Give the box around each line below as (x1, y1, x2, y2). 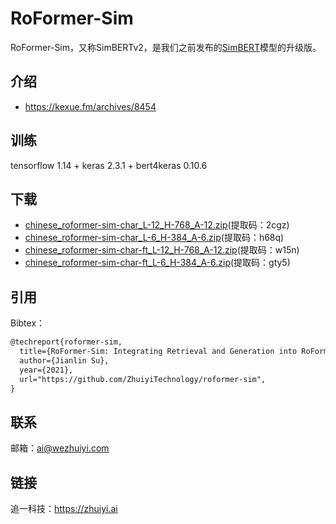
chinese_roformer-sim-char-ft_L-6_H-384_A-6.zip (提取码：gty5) (24, 257, 291, 269)
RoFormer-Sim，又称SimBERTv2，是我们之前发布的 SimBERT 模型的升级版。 (10, 41, 322, 53)
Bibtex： (10, 317, 46, 329)
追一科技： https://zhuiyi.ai (10, 503, 118, 515)
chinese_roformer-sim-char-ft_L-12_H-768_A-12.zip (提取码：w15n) (24, 244, 300, 256)
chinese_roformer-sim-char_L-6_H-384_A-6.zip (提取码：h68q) (24, 232, 285, 244)
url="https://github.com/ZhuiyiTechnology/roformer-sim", (19, 374, 267, 384)
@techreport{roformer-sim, (10, 337, 123, 347)
